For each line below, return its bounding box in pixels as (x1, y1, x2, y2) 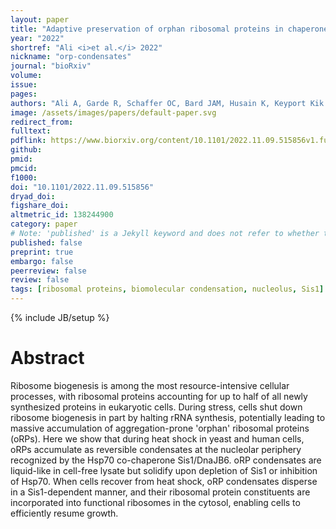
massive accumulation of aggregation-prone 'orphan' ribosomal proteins (10, 422, 310, 434)
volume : (10, 71, 43, 81)
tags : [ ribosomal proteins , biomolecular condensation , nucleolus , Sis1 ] (10, 284, 325, 295)
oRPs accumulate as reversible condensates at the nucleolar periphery (10, 443, 302, 455)
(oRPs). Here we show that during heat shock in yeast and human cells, (10, 432, 305, 445)
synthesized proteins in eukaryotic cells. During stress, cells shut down (10, 401, 303, 413)
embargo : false (10, 256, 74, 266)
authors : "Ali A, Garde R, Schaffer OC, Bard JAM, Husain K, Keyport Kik (10, 98, 325, 108)
